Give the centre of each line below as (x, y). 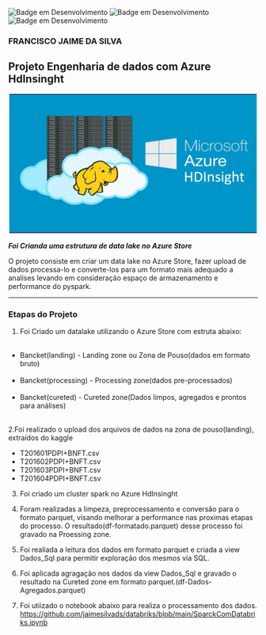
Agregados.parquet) (53, 591)
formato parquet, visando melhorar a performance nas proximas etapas (136, 518)
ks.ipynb (34, 622)
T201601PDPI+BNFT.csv (59, 453)
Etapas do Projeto (43, 314)
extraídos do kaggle (41, 438)
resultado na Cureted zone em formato (83, 582)
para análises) (43, 406)
